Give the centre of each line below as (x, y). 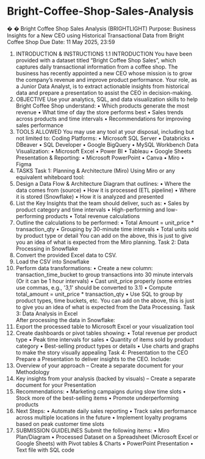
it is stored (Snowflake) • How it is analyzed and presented (90, 196)
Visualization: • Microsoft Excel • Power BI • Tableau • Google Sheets (103, 151)
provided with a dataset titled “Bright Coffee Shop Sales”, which (96, 60)
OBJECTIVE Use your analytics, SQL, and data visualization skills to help (106, 99)
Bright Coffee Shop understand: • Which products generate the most (103, 106)
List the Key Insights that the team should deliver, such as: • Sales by (103, 203)
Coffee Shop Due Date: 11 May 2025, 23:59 (61, 42)
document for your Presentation (56, 385)
